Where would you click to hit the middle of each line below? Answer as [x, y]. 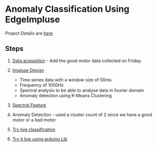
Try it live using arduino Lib [40, 139]
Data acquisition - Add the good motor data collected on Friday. [77, 61]
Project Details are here [29, 33]
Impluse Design [28, 70]
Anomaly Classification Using [67, 9]
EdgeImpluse [33, 19]
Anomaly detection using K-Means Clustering [66, 95]
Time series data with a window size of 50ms [66, 79]
